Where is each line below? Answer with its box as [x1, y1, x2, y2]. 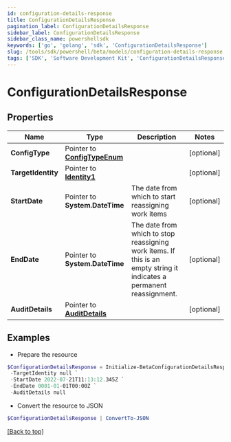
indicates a [131, 272, 167, 281]
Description [137, 132, 177, 142]
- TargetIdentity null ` [10, 370, 78, 377]
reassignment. [131, 289, 177, 298]
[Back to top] [7, 427, 44, 435]
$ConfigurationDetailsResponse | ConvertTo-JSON [7, 415, 149, 421]
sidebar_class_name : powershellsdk [7, 36, 109, 43]
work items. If [131, 245, 175, 255]
